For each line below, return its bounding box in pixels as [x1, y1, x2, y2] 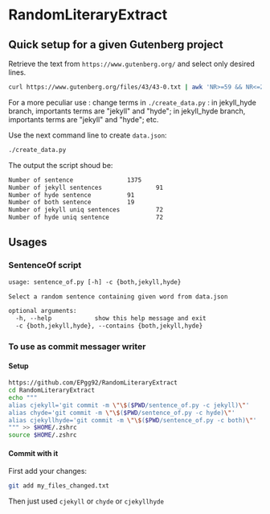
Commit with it [8, 448, 59, 458]
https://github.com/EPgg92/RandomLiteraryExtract [8, 379, 178, 387]
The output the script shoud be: [8, 160, 113, 170]
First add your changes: [8, 467, 87, 476]
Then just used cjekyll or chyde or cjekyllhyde [8, 496, 165, 506]
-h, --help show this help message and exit [15, 315, 207, 323]
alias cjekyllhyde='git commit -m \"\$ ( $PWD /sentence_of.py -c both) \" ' [8, 416, 257, 424]
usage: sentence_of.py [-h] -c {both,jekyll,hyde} [8, 278, 182, 286]
